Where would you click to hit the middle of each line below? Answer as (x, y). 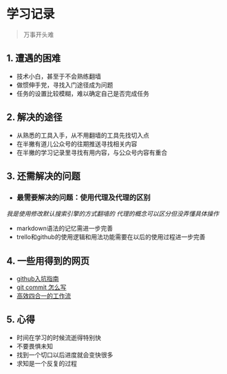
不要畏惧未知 (34, 346)
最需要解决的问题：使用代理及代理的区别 (83, 197)
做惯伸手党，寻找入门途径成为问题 (65, 85)
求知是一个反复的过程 (46, 363)
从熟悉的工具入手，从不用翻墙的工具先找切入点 (83, 135)
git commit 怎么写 (41, 287)
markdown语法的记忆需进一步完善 (65, 229)
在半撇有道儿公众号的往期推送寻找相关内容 (77, 144)
